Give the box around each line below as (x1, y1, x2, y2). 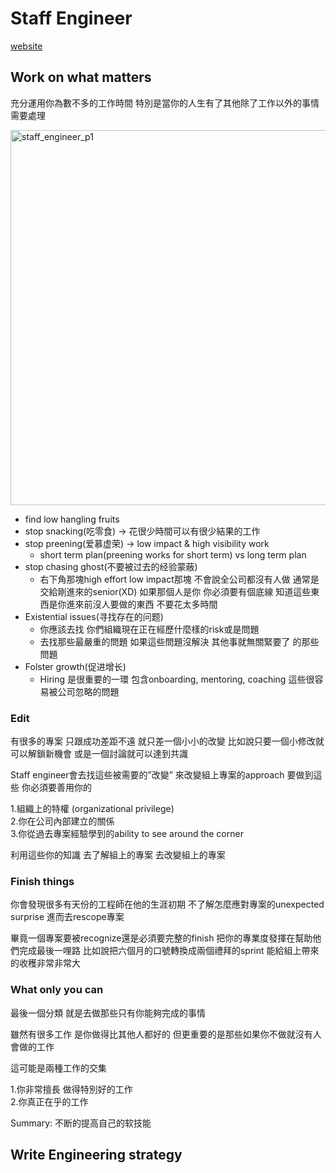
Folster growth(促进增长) (24, 660, 127, 672)
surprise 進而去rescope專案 (10, 911, 125, 923)
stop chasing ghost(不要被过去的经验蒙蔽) (24, 560, 198, 572)
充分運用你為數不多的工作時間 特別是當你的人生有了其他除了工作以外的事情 (10, 97, 320, 109)
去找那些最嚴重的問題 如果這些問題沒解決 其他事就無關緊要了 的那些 (39, 635, 320, 647)
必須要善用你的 (29, 782, 92, 794)
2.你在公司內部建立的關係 (10, 815, 115, 827)
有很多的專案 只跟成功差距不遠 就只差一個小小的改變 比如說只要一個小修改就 (10, 735, 325, 747)
